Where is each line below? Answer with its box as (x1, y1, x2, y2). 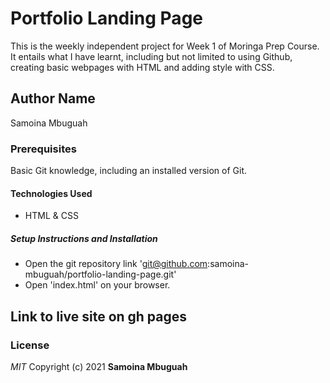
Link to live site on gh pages (10, 308, 188, 325)
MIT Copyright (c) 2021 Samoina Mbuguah (10, 360, 188, 372)
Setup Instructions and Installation (10, 232, 158, 244)
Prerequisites (10, 142, 77, 156)
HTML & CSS (24, 210, 79, 222)
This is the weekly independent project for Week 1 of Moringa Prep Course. (10, 40, 320, 52)
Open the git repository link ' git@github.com (24, 258, 208, 270)
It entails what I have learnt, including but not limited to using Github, (10, 50, 293, 62)
